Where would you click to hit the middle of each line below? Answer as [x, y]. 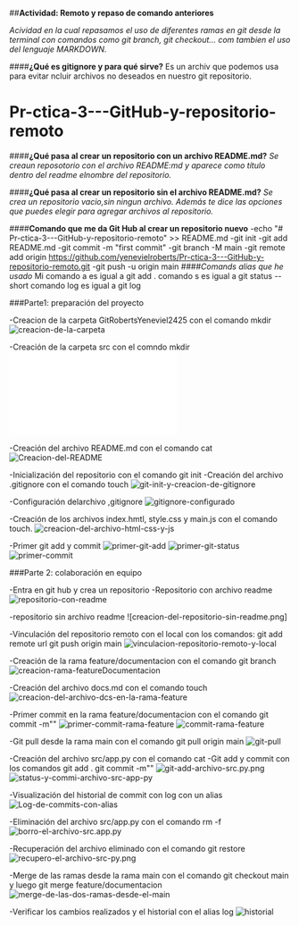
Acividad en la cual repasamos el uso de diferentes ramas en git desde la [145, 30]
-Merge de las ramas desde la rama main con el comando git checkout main [149, 875]
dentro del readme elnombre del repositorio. [91, 174]
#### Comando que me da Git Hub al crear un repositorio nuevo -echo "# [146, 228]
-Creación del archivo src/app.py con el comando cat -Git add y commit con [149, 758]
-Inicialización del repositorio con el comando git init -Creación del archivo [146, 475]
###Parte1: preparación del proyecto [77, 302]
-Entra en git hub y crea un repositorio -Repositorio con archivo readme [141, 590]
